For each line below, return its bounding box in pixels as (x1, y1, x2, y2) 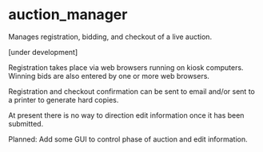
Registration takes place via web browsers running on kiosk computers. (8, 62, 244, 72)
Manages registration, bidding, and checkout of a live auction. (8, 32, 213, 41)
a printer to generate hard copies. (8, 95, 119, 104)
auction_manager (8, 6, 128, 24)
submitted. (8, 119, 44, 128)
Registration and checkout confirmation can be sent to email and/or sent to (8, 86, 256, 96)
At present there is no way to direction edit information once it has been (8, 110, 245, 120)
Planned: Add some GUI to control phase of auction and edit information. (8, 134, 248, 144)
